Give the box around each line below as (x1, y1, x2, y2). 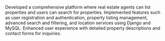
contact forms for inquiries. (5, 31, 61, 36)
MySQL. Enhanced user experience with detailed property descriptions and (5, 25, 160, 31)
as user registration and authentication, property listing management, (5, 15, 148, 20)
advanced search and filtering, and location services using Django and (5, 20, 151, 26)
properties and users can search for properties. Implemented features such (5, 9, 161, 15)
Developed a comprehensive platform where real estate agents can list (5, 4, 151, 10)
